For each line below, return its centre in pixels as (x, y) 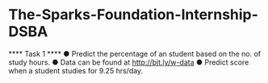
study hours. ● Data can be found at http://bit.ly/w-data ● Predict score (129, 62)
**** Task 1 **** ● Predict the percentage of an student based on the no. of (134, 53)
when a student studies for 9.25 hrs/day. (76, 70)
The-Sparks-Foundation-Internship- (133, 15)
